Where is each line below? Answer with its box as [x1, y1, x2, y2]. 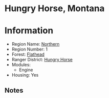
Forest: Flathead [11, 51, 45, 57]
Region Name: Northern [11, 41, 60, 47]
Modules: [11, 62, 31, 68]
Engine [19, 67, 33, 73]
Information [4, 25, 53, 36]
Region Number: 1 [11, 47, 48, 52]
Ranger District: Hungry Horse [11, 57, 73, 63]
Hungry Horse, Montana [4, 3, 105, 14]
